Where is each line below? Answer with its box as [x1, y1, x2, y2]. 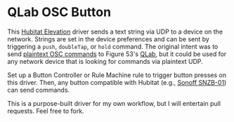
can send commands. [7, 86, 70, 94]
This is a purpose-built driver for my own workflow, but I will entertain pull [7, 99, 221, 107]
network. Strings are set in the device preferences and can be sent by [7, 34, 209, 43]
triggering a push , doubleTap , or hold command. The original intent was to [7, 42, 219, 50]
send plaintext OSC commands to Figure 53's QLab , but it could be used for [7, 50, 227, 58]
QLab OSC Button [7, 4, 111, 20]
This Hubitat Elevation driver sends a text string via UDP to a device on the [7, 27, 223, 36]
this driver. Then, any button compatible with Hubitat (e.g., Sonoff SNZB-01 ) [7, 78, 227, 86]
